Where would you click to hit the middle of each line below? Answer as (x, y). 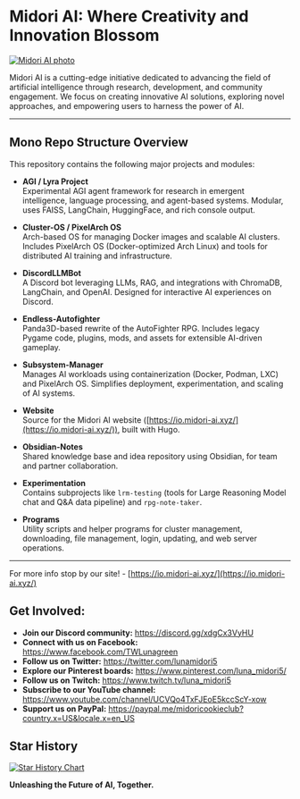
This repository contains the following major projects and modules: (132, 164)
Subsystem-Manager (63, 365)
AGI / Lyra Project (55, 181)
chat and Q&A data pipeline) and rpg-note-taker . (112, 501)
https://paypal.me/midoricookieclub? (176, 709)
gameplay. (41, 347)
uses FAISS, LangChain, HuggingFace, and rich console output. (139, 210)
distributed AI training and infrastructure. (97, 256)
